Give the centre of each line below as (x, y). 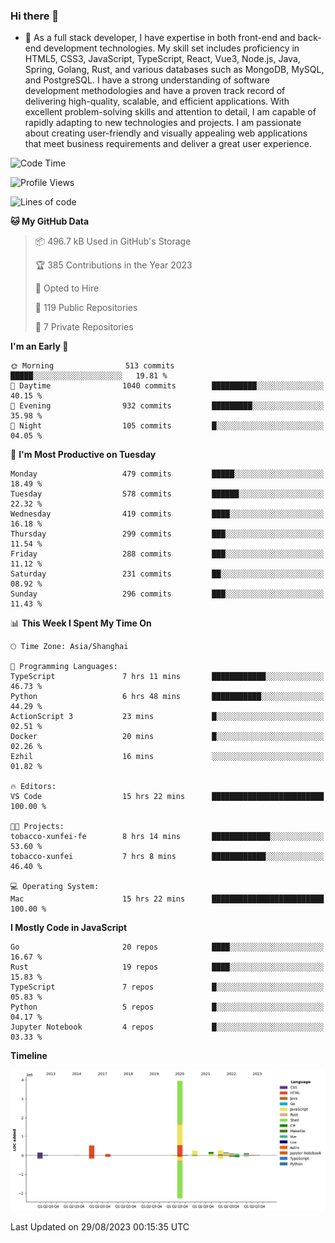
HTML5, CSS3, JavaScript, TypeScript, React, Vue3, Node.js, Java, (162, 59)
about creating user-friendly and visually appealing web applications (166, 133)
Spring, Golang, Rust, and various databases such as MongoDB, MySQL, (174, 70)
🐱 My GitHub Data (50, 221)
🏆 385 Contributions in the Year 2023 (113, 265)
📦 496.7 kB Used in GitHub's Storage (113, 241)
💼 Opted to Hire (67, 288)
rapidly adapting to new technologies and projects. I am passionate (163, 123)
